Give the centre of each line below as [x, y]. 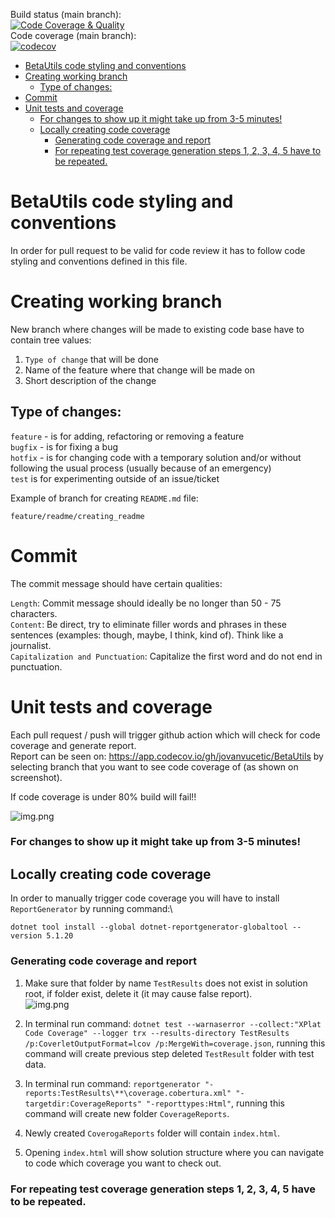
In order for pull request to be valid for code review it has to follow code [158, 250]
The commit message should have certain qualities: [116, 583]
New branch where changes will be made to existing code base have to [157, 329]
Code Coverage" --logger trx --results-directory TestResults [157, 1033]
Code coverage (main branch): [73, 35]
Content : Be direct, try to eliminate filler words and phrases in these [148, 624]
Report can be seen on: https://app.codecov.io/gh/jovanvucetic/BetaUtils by [167, 756]
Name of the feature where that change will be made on [140, 370]
